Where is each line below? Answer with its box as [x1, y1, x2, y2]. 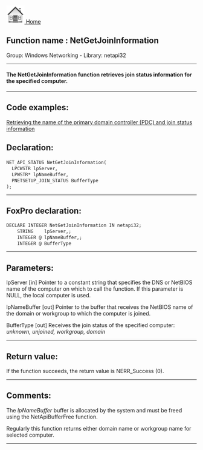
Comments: [6, 391, 51, 401]
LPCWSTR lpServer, [11, 165, 59, 171]
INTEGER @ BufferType [17, 240, 71, 247]
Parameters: [6, 263, 54, 273]
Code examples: [6, 102, 69, 113]
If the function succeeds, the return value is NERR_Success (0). [6, 368, 164, 375]
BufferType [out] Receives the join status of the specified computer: [6, 322, 175, 329]
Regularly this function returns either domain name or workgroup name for [6, 425, 192, 432]
